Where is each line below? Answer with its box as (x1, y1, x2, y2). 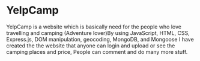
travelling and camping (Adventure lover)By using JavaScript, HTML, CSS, (6, 29, 190, 36)
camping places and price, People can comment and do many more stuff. (6, 48, 188, 55)
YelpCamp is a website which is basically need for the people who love (6, 23, 182, 30)
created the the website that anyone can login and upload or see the (6, 42, 175, 49)
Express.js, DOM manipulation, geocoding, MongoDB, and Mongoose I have (6, 36, 194, 43)
